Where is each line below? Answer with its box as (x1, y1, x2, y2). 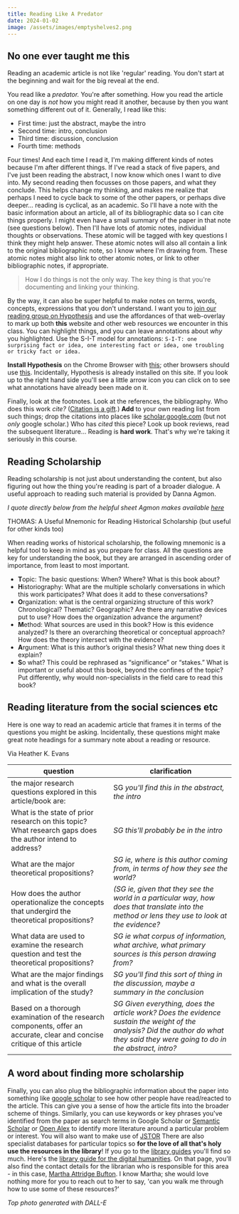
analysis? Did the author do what (113, 1025, 224, 1035)
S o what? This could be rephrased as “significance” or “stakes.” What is (17, 658, 229, 666)
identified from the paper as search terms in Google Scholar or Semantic (7, 1117, 221, 1125)
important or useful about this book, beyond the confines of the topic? (17, 666, 224, 674)
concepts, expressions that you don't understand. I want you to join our (7, 304, 217, 313)
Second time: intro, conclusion (17, 127, 107, 135)
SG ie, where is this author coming (113, 855, 228, 865)
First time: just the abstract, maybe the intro (17, 119, 146, 128)
